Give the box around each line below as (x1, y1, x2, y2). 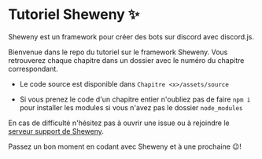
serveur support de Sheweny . (8, 126, 105, 135)
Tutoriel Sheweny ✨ (8, 6, 140, 24)
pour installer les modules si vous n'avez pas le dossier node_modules (19, 102, 243, 112)
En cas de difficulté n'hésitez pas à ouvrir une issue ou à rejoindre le (8, 118, 230, 128)
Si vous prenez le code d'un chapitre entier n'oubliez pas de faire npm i (19, 94, 251, 104)
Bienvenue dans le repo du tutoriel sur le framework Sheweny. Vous (8, 47, 228, 57)
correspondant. (8, 64, 59, 73)
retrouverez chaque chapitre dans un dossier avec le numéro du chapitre (8, 55, 245, 65)
